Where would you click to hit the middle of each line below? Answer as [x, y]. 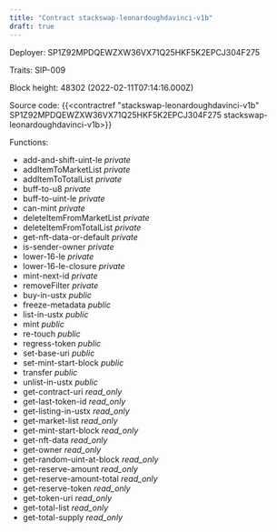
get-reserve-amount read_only [80, 468]
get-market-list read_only [70, 420]
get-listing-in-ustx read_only [76, 411]
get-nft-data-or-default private [80, 236]
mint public [44, 324]
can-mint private [54, 208]
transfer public [50, 372]
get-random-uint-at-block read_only [90, 459]
